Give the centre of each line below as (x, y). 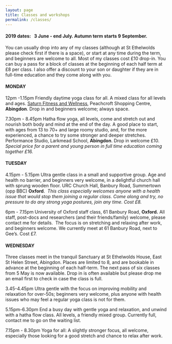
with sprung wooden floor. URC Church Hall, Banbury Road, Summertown (83, 185)
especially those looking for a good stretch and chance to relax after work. (84, 336)
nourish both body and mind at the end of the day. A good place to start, (82, 124)
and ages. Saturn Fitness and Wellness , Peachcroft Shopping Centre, (78, 103)
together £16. (19, 151)
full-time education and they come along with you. (59, 74)
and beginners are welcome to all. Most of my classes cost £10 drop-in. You (85, 58)
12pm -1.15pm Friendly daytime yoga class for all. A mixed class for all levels (85, 98)
